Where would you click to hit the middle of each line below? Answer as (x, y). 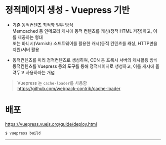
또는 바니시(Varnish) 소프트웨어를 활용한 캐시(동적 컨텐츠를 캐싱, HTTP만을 (85, 43)
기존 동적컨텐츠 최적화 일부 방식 (42, 25)
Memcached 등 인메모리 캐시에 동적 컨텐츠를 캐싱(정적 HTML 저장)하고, (82, 31)
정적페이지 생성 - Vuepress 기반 (67, 10)
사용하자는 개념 (40, 72)
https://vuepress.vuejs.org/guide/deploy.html (51, 124)
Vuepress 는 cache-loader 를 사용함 (52, 83)
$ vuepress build (23, 133)
